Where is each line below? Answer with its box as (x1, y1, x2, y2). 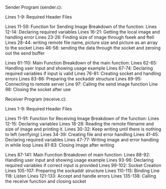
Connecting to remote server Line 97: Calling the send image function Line (5, 81, 158, 87)
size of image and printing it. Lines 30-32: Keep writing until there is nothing (5, 126, 162, 132)
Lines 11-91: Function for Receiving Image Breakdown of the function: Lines (5, 115, 160, 121)
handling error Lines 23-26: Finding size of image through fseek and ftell (5, 34, 155, 40)
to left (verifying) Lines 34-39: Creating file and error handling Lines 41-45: (5, 131, 159, 137)
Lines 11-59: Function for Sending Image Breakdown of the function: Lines (5, 23, 157, 29)
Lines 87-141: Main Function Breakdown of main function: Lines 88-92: (5, 152, 151, 157)
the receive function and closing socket (5, 178, 86, 184)
